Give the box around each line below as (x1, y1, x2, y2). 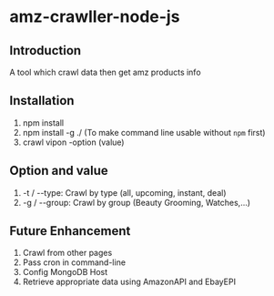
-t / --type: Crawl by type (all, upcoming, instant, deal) (22, 187, 227, 198)
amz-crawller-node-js (9, 6, 180, 27)
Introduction (9, 43, 82, 58)
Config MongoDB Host (22, 267, 108, 278)
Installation (9, 93, 75, 108)
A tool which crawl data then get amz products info (9, 66, 202, 77)
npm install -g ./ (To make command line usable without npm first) (22, 127, 266, 138)
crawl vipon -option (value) (22, 137, 125, 148)
